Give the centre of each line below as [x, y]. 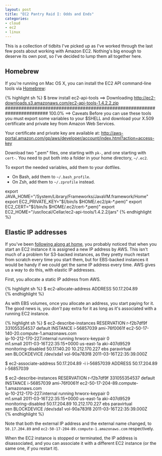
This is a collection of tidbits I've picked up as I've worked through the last [79, 46]
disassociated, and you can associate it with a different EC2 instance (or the [81, 443]
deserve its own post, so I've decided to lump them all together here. [74, 56]
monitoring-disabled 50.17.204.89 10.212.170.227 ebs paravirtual [69, 404]
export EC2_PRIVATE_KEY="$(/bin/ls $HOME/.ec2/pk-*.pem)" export [74, 202]
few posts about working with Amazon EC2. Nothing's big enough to [73, 51]
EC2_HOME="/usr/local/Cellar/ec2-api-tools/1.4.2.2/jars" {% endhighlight [78, 212]
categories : [17, 18]
